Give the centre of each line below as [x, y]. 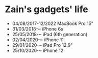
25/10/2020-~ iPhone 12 [38, 50]
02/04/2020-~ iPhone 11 [38, 40]
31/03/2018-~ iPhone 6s [38, 28]
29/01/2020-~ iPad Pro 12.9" [42, 45]
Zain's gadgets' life [46, 9]
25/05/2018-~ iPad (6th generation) [50, 34]
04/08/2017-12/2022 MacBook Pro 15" [53, 23]
